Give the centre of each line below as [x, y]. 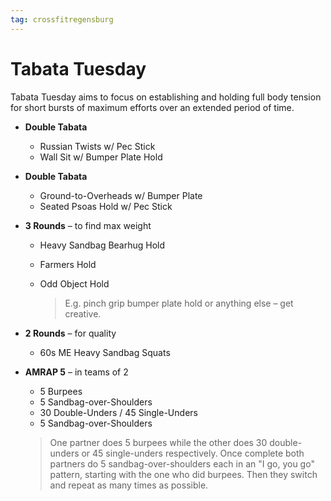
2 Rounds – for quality [70, 333]
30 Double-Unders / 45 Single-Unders [118, 412]
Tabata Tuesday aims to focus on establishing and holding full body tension [166, 97]
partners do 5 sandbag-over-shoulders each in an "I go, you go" [182, 463]
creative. [83, 313]
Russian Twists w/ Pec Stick [97, 146]
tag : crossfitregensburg [62, 19]
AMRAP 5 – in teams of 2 [76, 372]
